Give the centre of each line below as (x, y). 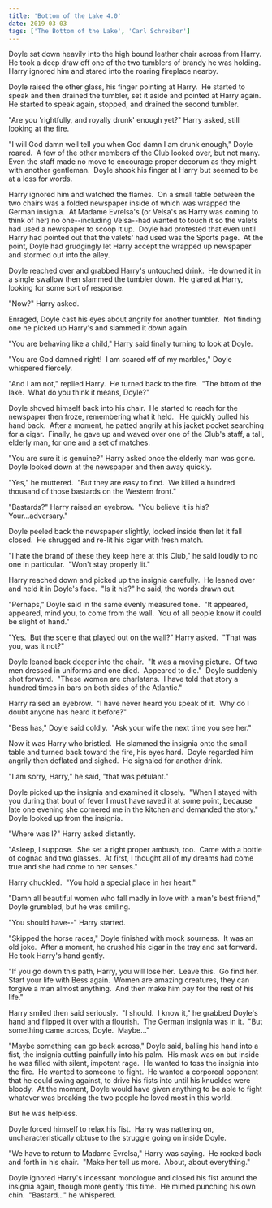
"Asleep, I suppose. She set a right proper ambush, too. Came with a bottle (135, 850)
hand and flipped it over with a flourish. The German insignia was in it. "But (136, 1022)
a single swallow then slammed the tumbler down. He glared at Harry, (126, 279)
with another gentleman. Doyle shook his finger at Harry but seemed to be (134, 170)
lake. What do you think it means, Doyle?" (79, 393)
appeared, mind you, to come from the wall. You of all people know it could (135, 613)
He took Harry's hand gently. (57, 956)
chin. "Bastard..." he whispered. (62, 1195)
